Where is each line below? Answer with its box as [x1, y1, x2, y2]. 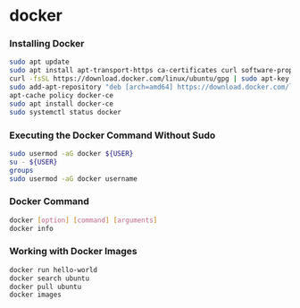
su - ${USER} [9, 158, 58, 167]
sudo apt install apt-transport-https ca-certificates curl [9, 66, 238, 75]
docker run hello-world [9, 265, 98, 274]
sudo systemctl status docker [9, 107, 122, 116]
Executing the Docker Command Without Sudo [9, 129, 216, 141]
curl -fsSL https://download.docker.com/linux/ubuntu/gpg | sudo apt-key [9, 74, 290, 83]
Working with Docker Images [9, 245, 137, 258]
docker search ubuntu [9, 274, 90, 283]
